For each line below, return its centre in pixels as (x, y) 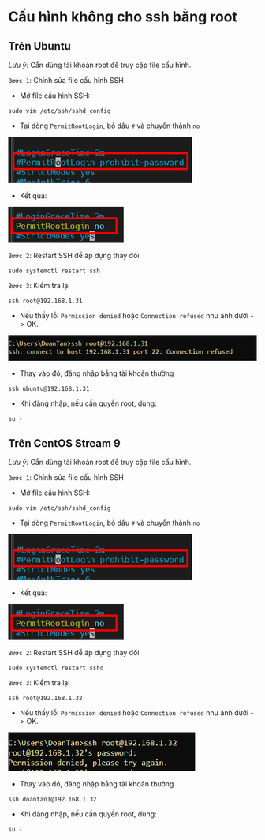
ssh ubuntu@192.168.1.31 (49, 389)
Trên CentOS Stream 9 (64, 443)
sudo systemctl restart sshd (56, 668)
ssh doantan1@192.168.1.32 (52, 800)
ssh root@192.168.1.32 (45, 699)
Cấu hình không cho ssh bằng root (123, 17)
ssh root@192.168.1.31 (45, 301)
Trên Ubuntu (39, 46)
